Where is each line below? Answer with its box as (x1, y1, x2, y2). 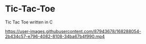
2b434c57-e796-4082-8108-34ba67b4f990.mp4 (5, 33, 105, 39)
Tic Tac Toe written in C (5, 19, 53, 25)
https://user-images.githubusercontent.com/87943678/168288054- (5, 28, 142, 34)
